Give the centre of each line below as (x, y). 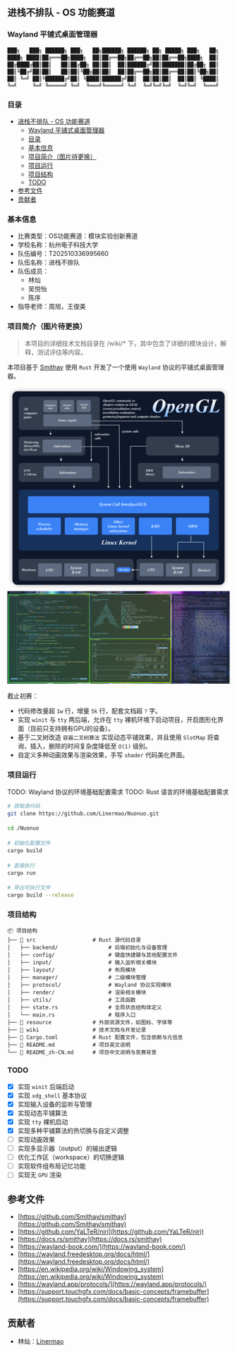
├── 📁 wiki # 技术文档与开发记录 (77, 1030)
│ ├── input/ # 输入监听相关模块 (82, 963)
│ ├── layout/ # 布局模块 (72, 970)
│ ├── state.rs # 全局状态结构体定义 (85, 1008)
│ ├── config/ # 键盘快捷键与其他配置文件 (93, 955)
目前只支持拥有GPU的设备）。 (72, 729)
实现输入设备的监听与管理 (55, 1104)
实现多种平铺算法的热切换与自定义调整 (73, 1131)
